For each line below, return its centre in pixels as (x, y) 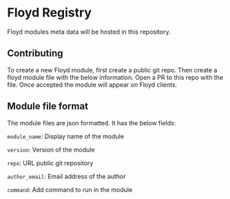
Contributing (35, 53)
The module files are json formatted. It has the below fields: (92, 123)
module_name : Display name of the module (66, 136)
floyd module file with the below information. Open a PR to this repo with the (115, 77)
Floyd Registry (49, 13)
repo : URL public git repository (50, 163)
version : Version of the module (51, 149)
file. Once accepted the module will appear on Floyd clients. (92, 85)
